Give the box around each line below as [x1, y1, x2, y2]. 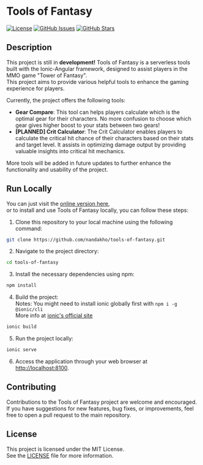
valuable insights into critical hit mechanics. [15, 147, 125, 154]
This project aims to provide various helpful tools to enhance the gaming [6, 78, 189, 85]
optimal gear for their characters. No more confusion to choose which [15, 115, 191, 122]
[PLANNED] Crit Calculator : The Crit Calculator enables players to [15, 127, 183, 135]
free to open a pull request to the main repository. [6, 411, 131, 418]
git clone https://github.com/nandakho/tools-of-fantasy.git [6, 236, 166, 243]
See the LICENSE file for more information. [6, 452, 114, 459]
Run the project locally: [15, 335, 73, 342]
